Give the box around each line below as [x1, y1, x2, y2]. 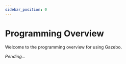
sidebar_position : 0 [5, 7, 48, 12]
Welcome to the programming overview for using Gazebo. [5, 44, 122, 50]
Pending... [5, 53, 26, 59]
